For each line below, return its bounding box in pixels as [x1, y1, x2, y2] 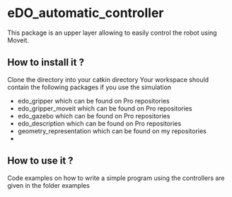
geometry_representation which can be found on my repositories [17, 126, 207, 135]
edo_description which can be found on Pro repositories [17, 119, 182, 128]
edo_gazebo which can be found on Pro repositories [17, 111, 170, 120]
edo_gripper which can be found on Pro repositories [17, 96, 170, 105]
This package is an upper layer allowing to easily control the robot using [7, 28, 217, 37]
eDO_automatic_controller [7, 5, 164, 21]
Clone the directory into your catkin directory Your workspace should [7, 75, 209, 84]
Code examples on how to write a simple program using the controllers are [7, 174, 225, 182]
